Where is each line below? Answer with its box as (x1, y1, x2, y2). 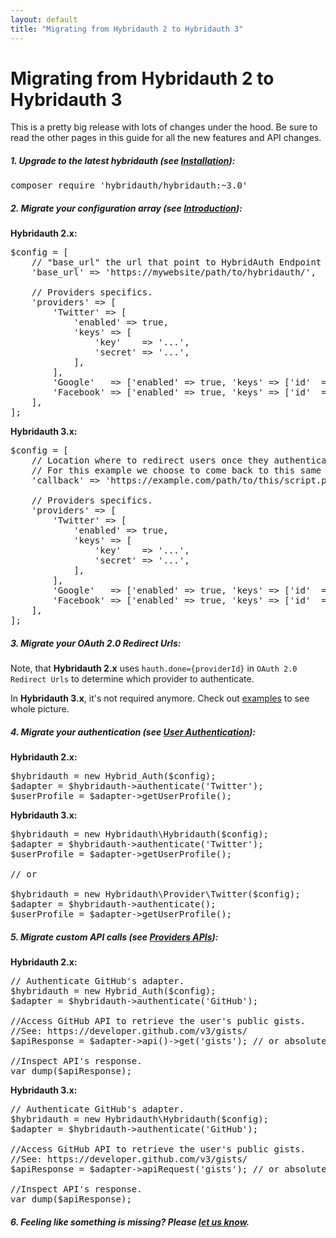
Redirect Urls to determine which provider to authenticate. (10, 673, 255, 685)
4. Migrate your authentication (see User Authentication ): (10, 726, 257, 738)
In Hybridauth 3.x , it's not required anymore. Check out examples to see (10, 692, 310, 705)
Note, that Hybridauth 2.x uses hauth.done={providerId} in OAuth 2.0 (10, 662, 298, 675)
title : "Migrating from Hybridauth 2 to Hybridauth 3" (10, 24, 244, 34)
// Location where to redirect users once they (31, 455, 270, 466)
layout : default (10, 14, 78, 25)
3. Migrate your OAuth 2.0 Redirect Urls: (10, 637, 182, 649)
